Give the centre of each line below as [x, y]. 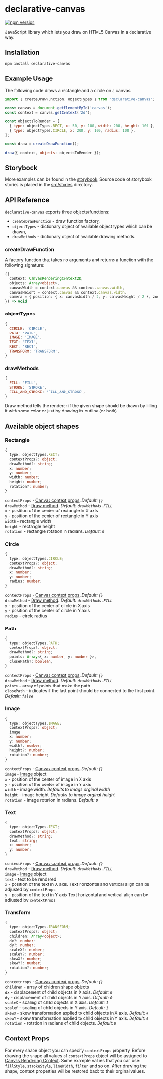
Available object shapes [42, 426]
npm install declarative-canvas [38, 64]
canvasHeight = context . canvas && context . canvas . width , [68, 292]
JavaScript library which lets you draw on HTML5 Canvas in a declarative [78, 32]
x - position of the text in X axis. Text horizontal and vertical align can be [77, 884]
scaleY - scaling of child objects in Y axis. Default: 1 [57, 1007]
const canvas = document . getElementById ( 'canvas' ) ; [58, 108]
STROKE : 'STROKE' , [28, 387]
